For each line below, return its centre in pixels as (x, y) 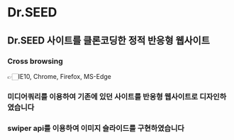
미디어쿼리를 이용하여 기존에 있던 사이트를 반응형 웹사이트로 (103, 97)
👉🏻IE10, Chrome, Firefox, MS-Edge (60, 76)
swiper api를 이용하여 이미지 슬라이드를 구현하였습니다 (96, 128)
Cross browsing (35, 61)
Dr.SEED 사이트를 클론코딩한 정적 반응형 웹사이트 (109, 40)
